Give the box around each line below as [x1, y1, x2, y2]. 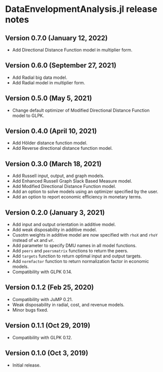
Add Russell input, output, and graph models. [12, 173, 105, 179]
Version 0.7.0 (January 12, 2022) [5, 34, 108, 42]
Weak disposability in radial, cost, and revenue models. [12, 302, 125, 308]
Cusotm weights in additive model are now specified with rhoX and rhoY [12, 232, 158, 238]
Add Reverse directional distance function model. [12, 145, 113, 151]
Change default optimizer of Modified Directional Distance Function [12, 107, 150, 113]
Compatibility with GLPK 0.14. [12, 269, 73, 275]
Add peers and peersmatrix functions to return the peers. [12, 248, 128, 254]
